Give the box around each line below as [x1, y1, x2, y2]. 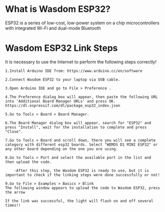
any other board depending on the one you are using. [5, 146, 119, 152]
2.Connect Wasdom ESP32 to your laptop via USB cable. [5, 77, 121, 82]
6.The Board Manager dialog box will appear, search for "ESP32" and [5, 120, 152, 125]
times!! [5, 203, 21, 208]
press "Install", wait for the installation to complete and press [5, 125, 147, 130]
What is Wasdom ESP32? [5, 3, 111, 15]
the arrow [5, 190, 26, 195]
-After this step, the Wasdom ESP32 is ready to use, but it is [14, 168, 149, 173]
